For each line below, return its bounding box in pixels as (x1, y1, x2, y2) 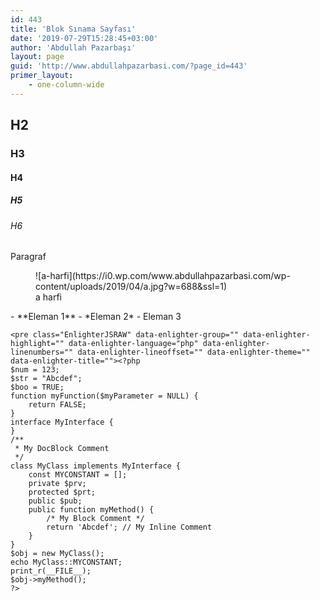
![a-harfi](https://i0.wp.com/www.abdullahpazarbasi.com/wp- (35, 270, 291, 282)
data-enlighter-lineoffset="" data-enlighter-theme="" (77, 347, 311, 358)
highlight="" (10, 339, 65, 349)
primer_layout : (10, 71, 74, 81)
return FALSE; (28, 400, 87, 410)
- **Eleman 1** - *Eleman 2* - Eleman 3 (10, 311, 182, 323)
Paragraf (10, 251, 47, 263)
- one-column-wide (28, 80, 105, 90)
